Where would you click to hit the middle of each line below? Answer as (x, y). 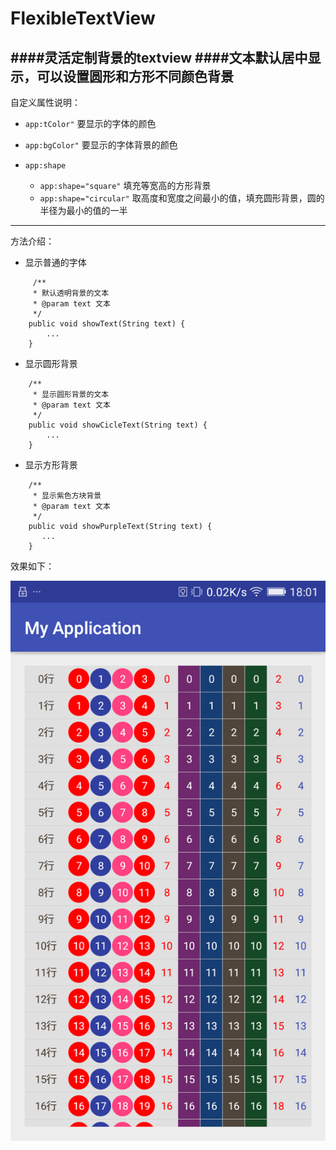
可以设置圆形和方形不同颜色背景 (135, 76)
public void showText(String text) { (107, 324)
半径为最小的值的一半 (83, 210)
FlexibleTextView (83, 18)
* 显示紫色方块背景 (67, 496)
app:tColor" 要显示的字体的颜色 (90, 123)
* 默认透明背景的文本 (71, 293)
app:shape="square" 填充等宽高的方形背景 (125, 185)
